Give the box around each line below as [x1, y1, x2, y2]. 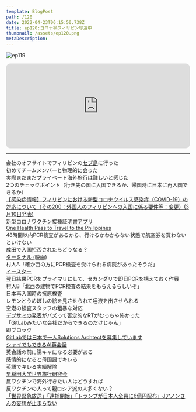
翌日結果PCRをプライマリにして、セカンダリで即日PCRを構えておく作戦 [6, 276, 180, 282]
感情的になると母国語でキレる [6, 356, 78, 363]
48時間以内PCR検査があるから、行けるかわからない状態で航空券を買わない [6, 232, 187, 238]
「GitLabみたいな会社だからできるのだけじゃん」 [6, 320, 124, 326]
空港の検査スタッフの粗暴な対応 [6, 305, 83, 311]
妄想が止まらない [16, 400, 57, 407]
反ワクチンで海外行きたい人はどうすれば [6, 378, 103, 384]
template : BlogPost [6, 8, 54, 15]
